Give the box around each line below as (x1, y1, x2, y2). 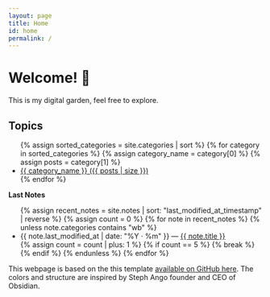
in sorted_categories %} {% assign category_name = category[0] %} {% (19, 149, 260, 158)
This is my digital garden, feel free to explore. (8, 96, 159, 105)
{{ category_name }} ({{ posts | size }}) (19, 166, 149, 175)
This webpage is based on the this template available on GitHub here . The (8, 264, 254, 274)
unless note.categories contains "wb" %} (19, 223, 157, 232)
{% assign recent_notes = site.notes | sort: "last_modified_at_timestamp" (19, 206, 262, 215)
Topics (8, 118, 44, 133)
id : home (8, 27, 38, 35)
